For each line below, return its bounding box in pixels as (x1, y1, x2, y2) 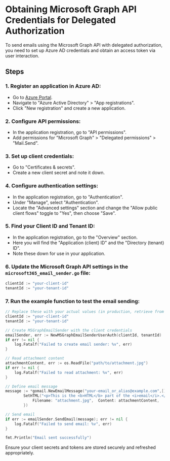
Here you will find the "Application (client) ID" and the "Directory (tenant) (12, 240, 164, 246)
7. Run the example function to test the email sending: (5, 298, 140, 305)
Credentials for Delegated (5, 14, 116, 26)
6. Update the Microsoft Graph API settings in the (5, 263, 128, 270)
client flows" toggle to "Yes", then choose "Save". (12, 210, 116, 216)
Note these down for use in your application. (12, 250, 105, 256)
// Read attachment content (5, 356, 65, 361)
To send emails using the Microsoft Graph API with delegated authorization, (5, 42, 163, 48)
